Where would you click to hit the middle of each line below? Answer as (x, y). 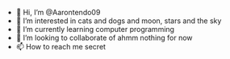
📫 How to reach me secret (61, 47)
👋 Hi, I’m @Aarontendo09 (58, 12)
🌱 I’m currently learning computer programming (95, 29)
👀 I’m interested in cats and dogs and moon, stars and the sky (119, 21)
